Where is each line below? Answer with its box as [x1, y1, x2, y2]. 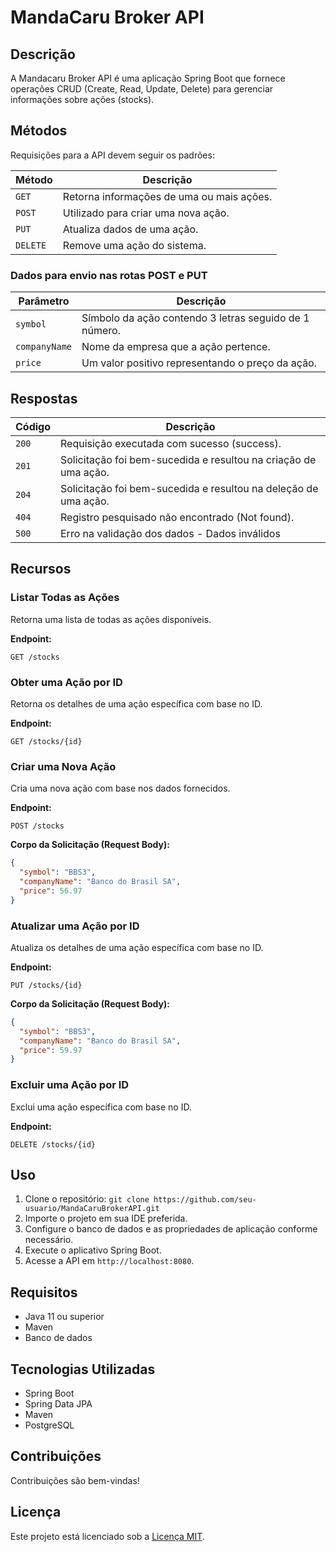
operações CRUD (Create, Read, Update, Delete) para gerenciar [10, 83, 274, 95]
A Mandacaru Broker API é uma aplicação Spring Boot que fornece [10, 72, 286, 84]
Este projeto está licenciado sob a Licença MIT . [10, 1530, 205, 1542]
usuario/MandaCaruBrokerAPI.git [24, 1204, 160, 1214]
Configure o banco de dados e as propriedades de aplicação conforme [24, 1223, 318, 1235]
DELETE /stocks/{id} [10, 1139, 97, 1150]
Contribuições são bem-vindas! [10, 1474, 140, 1486]
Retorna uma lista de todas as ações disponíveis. [10, 613, 212, 625]
